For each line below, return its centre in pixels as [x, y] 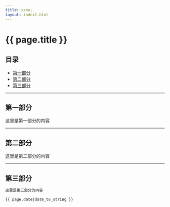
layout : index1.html [27, 15]
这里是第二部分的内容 [27, 156]
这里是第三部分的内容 [24, 190]
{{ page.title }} [36, 40]
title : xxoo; [19, 10]
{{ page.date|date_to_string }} [39, 199]
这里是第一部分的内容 [27, 121]
